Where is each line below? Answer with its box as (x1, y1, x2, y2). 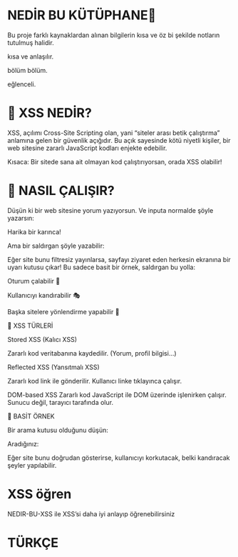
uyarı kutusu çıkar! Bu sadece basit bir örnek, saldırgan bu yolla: (7, 263, 196, 271)
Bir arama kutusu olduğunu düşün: (7, 426, 109, 434)
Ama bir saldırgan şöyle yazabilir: (7, 241, 105, 250)
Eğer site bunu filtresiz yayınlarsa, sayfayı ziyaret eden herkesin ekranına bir (7, 255, 232, 264)
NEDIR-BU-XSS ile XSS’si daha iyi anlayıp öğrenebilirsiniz (7, 509, 175, 518)
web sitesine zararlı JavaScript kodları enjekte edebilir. (7, 144, 167, 152)
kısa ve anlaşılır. (7, 52, 54, 61)
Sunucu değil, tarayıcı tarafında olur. (7, 398, 114, 406)
